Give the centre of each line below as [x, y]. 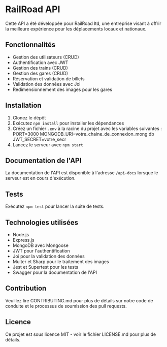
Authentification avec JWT [40, 62]
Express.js [23, 240]
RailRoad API [33, 9]
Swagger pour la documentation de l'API [55, 272]
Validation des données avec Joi [46, 84]
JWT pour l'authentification [41, 251]
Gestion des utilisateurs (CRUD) [46, 57]
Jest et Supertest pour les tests [45, 267]
